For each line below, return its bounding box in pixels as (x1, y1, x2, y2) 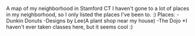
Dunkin (6, 17, 24, 24)
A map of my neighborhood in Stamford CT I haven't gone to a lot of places (6, 5, 190, 12)
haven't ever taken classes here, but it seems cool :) (6, 23, 133, 30)
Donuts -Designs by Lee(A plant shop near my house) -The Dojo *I (24, 17, 187, 24)
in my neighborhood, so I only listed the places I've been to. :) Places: (6, 11, 175, 18)
